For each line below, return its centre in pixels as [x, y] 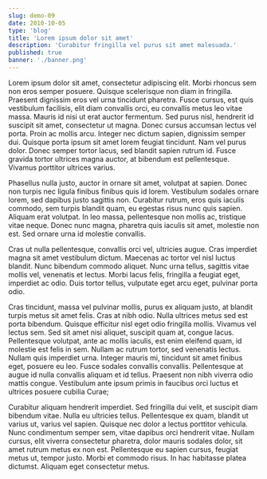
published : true [35, 53]
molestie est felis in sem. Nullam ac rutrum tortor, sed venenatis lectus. [125, 349]
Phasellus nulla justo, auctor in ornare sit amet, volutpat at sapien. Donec [128, 183]
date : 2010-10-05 [37, 23]
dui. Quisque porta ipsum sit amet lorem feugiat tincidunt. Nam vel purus [128, 142]
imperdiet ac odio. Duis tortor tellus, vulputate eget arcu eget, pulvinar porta [133, 283]
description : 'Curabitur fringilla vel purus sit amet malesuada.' [123, 45]
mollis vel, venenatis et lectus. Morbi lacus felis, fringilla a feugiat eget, [124, 274]
